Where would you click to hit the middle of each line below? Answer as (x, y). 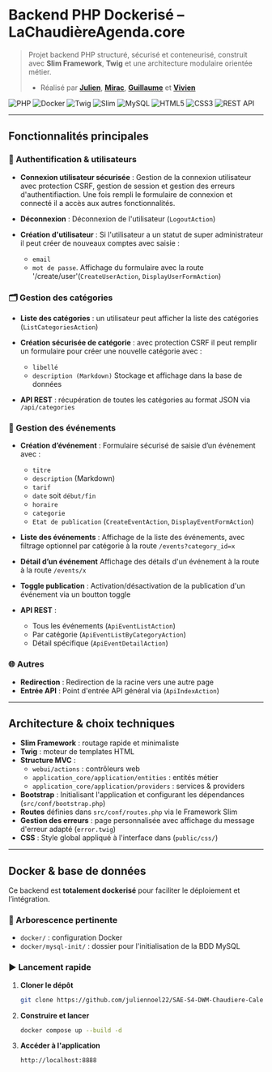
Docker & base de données (77, 870)
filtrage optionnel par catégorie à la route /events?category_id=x (127, 546)
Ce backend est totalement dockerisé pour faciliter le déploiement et (124, 890)
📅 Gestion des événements (62, 427)
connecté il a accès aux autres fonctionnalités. (98, 203)
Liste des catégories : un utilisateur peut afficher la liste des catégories (139, 318)
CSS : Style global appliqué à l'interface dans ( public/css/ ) (119, 838)
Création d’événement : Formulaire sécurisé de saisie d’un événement (138, 446)
